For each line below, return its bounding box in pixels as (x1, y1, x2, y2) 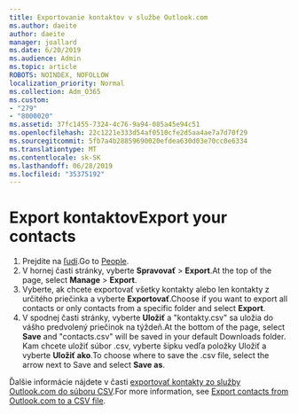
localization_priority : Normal (9, 79, 125, 88)
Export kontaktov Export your (9, 207, 228, 228)
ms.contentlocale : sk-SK (9, 152, 101, 162)
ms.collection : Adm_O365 (9, 87, 101, 96)
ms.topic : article (9, 63, 77, 72)
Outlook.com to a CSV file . (9, 395, 106, 406)
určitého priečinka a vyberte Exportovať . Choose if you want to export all (21, 293, 288, 304)
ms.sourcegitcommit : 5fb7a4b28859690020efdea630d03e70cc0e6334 (9, 137, 248, 145)
